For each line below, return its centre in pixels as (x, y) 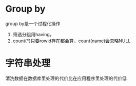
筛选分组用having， (33, 34)
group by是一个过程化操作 (33, 23)
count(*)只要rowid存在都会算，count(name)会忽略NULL (72, 41)
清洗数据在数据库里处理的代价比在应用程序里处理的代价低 (66, 78)
